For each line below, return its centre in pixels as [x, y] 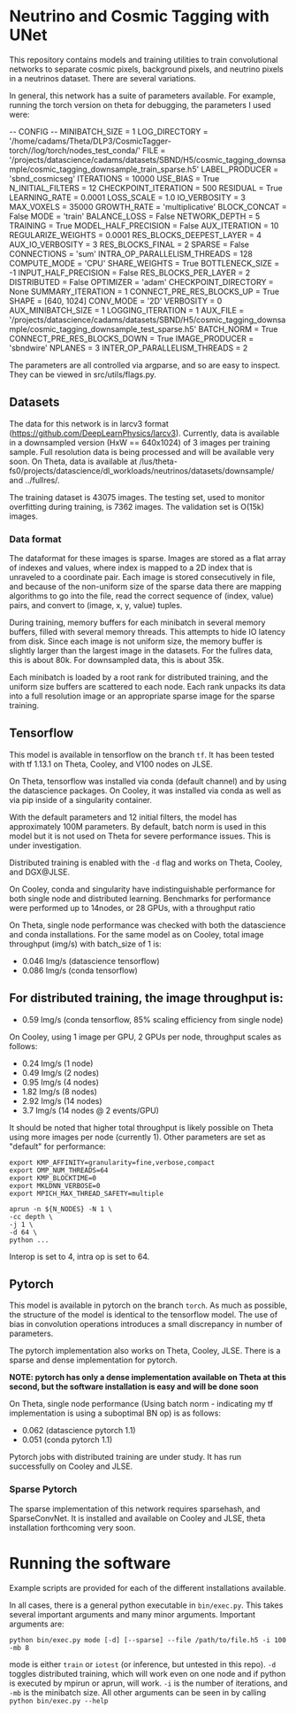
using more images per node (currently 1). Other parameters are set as [137, 1137]
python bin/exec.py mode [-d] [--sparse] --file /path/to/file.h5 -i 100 [148, 1640]
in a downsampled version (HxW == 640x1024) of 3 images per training [140, 442]
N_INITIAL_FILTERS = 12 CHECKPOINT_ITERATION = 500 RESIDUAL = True [146, 188]
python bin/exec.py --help [59, 1701]
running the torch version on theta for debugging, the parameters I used [140, 104]
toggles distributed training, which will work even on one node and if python [148, 1673]
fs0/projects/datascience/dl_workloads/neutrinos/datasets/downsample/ [142, 470]
